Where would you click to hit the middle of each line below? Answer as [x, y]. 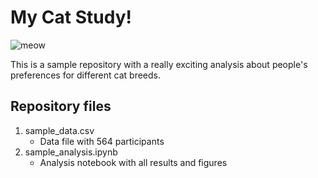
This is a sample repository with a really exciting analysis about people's [159, 64]
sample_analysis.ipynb [71, 152]
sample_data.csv [59, 130]
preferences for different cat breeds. [86, 75]
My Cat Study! [71, 17]
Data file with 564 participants [102, 141]
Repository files [61, 106]
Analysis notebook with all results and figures [133, 162]
